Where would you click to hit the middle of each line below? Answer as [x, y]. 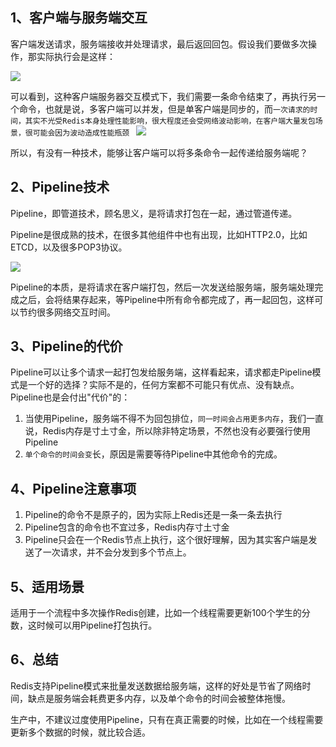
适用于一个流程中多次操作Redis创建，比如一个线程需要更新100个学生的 [156, 613]
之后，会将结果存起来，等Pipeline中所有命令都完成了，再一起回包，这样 [166, 299]
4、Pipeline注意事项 [73, 488]
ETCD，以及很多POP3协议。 [69, 247]
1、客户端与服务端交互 [79, 18]
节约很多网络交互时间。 [67, 312]
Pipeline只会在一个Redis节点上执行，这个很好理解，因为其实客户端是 [166, 540]
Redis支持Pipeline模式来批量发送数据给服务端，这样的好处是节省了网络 [156, 685]
